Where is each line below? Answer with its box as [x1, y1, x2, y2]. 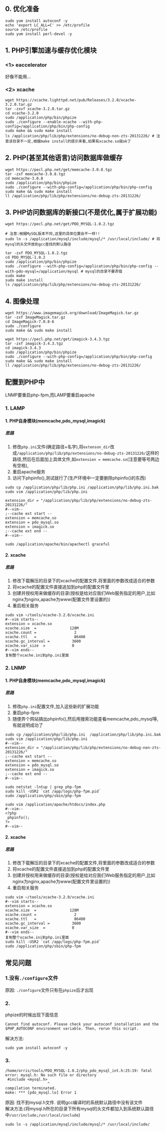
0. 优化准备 [5, 4, 39, 13]
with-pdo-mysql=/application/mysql [5, 269, 79, 274]
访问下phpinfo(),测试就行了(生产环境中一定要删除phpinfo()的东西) [12, 475, 146, 481]
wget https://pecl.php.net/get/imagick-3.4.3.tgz [5, 337, 110, 342]
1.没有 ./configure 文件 [5, 975, 59, 982]
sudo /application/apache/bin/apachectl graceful [5, 541, 110, 547]
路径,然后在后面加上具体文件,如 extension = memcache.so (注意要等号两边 [12, 456, 160, 462]
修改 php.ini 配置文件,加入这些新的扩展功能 [12, 703, 99, 709]
